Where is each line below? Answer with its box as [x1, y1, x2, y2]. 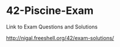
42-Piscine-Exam [6, 4, 94, 17]
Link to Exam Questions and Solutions [6, 23, 98, 30]
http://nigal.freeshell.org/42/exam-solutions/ [6, 34, 115, 41]
